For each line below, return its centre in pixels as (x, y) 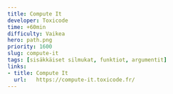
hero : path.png (30, 40)
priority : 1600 (30, 47)
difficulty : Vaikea (36, 34)
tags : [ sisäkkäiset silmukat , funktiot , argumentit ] (87, 60)
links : (17, 66)
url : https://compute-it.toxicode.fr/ (74, 80)
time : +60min (27, 27)
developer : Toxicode (38, 20)
